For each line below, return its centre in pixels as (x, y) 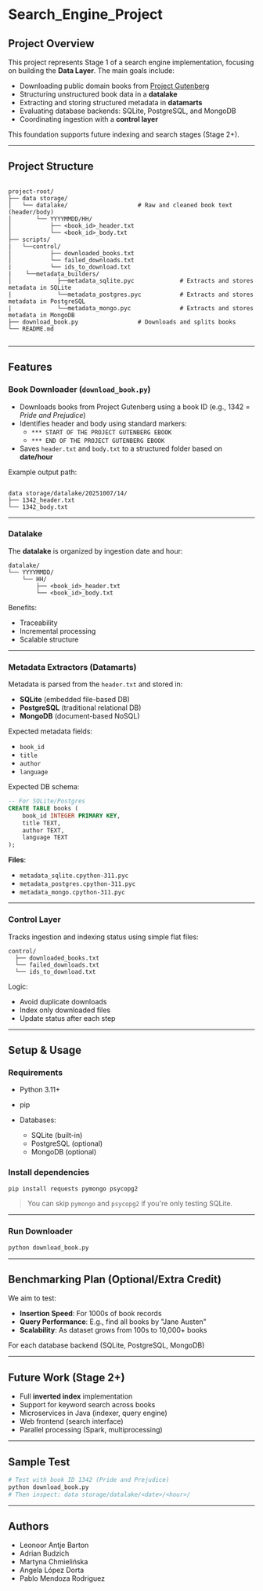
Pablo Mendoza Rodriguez (62, 1578)
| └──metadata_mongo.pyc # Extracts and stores (131, 308)
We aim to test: (32, 1298)
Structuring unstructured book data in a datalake (98, 94)
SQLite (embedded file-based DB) (75, 700)
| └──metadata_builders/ (54, 274)
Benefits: (23, 607)
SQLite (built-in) (57, 1136)
